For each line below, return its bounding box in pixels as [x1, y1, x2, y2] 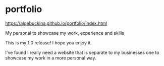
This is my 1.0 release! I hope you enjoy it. [5, 39, 92, 46]
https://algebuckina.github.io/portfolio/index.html [5, 20, 107, 26]
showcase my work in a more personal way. [5, 54, 96, 61]
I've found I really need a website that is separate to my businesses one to [5, 49, 159, 55]
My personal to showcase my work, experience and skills [5, 30, 125, 36]
